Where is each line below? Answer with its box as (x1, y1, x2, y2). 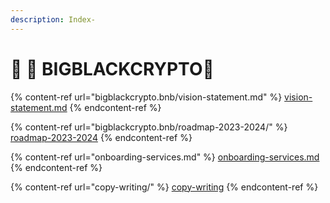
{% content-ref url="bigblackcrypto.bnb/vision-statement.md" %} (10, 91, 283, 103)
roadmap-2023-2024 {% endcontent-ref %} (10, 131, 193, 143)
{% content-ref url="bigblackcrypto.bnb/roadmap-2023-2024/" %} (10, 121, 288, 133)
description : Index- (10, 14, 97, 25)
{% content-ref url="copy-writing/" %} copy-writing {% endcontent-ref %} (10, 181, 319, 193)
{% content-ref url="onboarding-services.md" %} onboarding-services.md (10, 151, 320, 163)
